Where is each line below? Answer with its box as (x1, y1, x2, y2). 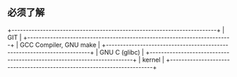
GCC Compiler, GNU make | (20, 41, 100, 49)
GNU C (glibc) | (99, 48, 144, 56)
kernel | (142, 55, 165, 64)
